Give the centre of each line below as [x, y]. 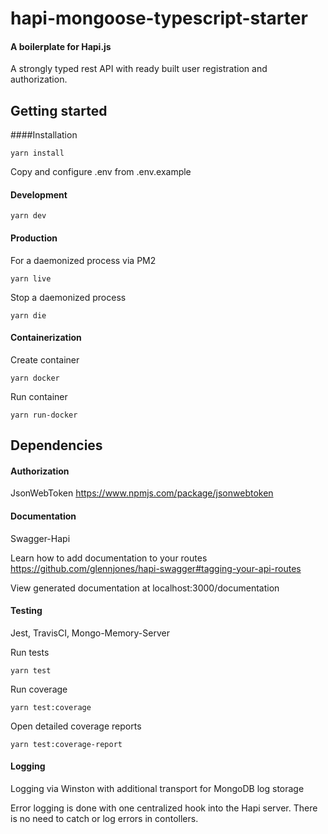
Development [39, 194]
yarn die [28, 315]
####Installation [44, 135]
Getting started [59, 110]
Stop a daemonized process [68, 297]
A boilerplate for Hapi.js [61, 46]
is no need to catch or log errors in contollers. [104, 819]
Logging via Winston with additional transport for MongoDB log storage [157, 789]
